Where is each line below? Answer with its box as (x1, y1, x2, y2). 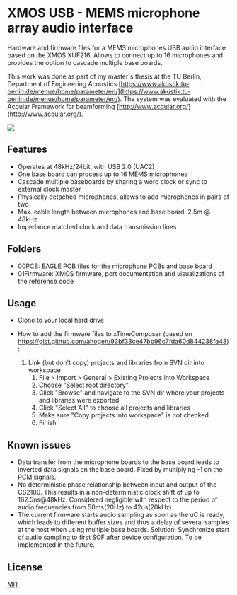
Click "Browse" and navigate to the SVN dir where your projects (38, 388, 225, 397)
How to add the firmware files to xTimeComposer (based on (17, 330, 193, 338)
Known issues (7, 439, 71, 451)
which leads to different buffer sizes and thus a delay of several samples (17, 518, 229, 526)
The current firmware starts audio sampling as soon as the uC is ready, (17, 511, 225, 519)
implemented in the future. (17, 541, 96, 549)
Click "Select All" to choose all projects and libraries (38, 403, 191, 412)
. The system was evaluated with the (120, 94, 226, 103)
